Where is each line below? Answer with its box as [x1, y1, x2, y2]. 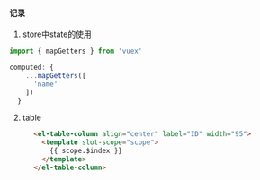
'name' [32, 80, 58, 89]
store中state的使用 [22, 29, 92, 39]
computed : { [9, 63, 54, 73]
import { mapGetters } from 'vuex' [9, 47, 143, 56]
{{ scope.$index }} [49, 147, 123, 156]
